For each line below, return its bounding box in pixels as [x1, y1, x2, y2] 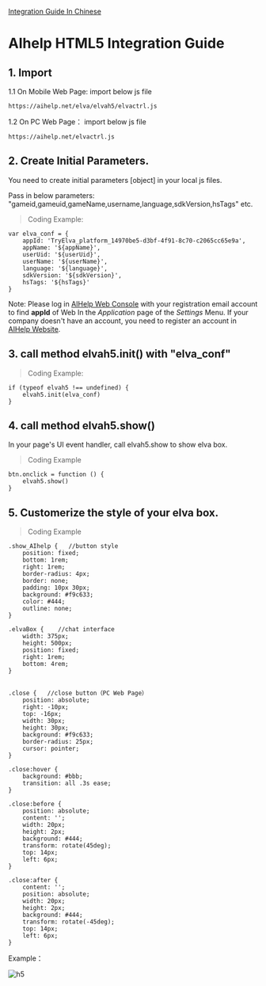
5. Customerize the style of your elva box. [8, 506, 219, 520]
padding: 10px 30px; [22, 584, 90, 592]
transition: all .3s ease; [22, 779, 112, 787]
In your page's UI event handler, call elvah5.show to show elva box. [8, 440, 228, 450]
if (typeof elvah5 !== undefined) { [8, 383, 129, 391]
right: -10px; [22, 703, 69, 711]
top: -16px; [22, 710, 62, 718]
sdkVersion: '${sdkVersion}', [22, 271, 123, 280]
